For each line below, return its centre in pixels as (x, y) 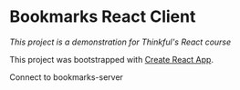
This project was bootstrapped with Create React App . (112, 59)
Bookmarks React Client (103, 17)
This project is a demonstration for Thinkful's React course (120, 42)
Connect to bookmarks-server (66, 77)
